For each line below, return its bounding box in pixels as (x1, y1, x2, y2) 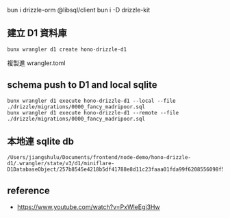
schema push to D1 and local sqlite (7, 79, 157, 91)
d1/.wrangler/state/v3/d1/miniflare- (7, 160, 115, 167)
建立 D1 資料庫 (7, 27, 67, 39)
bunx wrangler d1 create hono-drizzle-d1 (7, 46, 127, 53)
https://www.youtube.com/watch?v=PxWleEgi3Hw (16, 203, 160, 211)
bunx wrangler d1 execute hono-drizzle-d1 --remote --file (7, 109, 179, 116)
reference (7, 184, 50, 196)
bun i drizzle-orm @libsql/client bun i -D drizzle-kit (7, 6, 151, 14)
